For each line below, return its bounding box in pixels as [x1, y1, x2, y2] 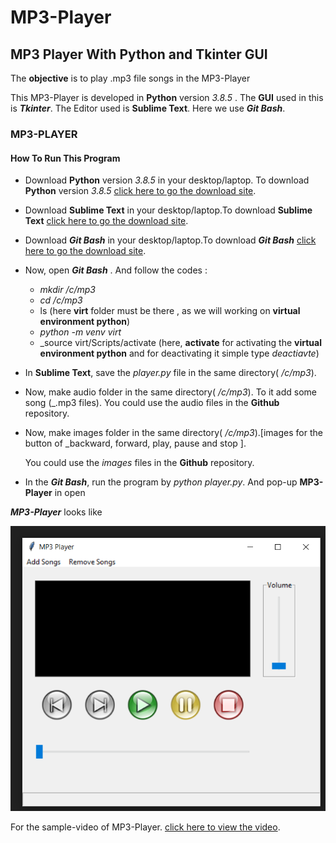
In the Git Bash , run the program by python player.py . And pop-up [24, 476, 298, 488]
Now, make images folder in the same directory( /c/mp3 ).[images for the [24, 427, 323, 439]
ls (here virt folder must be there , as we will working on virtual [39, 305, 301, 317]
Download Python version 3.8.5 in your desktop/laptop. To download [24, 174, 310, 186]
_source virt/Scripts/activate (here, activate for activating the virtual [39, 337, 323, 349]
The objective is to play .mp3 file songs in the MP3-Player [10, 72, 251, 84]
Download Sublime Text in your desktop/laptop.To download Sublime [24, 204, 313, 216]
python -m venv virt [39, 326, 122, 338]
